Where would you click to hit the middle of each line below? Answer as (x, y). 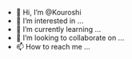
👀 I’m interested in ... (50, 21)
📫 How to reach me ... (53, 47)
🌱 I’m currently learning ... (58, 29)
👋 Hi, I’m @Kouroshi (48, 12)
